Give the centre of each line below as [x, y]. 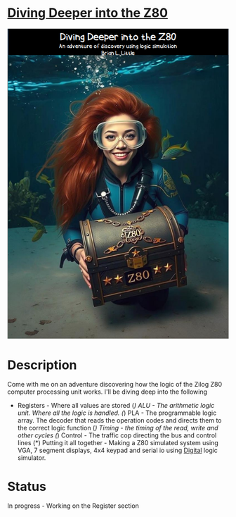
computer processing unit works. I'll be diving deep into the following [107, 392]
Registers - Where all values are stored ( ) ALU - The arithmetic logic [116, 406]
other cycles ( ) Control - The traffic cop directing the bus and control [117, 435]
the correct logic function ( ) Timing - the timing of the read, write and [118, 428]
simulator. [32, 458]
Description [42, 365]
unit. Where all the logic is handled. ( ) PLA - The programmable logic [117, 413]
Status [27, 486]
